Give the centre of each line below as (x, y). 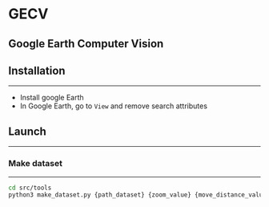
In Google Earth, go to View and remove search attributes (114, 106)
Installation (37, 70)
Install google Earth (52, 98)
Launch (27, 131)
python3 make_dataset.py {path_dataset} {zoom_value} (100, 195)
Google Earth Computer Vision (86, 44)
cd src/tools (30, 188)
